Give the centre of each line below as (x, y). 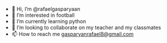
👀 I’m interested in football (43, 15)
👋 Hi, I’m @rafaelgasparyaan (46, 9)
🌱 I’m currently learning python (49, 21)
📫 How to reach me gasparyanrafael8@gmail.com (73, 34)
